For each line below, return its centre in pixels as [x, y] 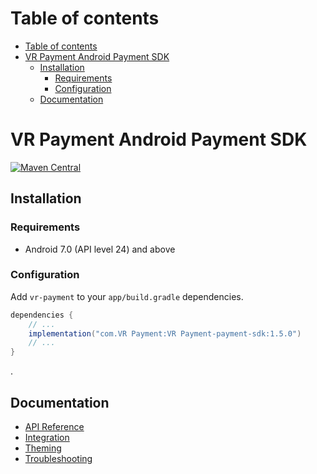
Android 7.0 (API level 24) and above [100, 249]
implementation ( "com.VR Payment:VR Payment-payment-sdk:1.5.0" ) [165, 333]
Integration [47, 438]
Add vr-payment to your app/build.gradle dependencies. [127, 296]
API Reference [54, 427]
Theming [43, 448]
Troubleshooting [58, 459]
